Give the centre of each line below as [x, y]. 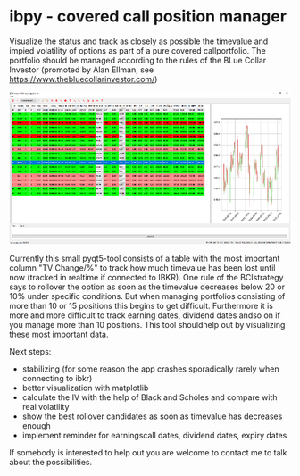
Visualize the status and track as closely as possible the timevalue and [139, 41]
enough [36, 425]
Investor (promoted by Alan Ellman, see [82, 70]
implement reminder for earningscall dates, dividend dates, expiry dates [154, 435]
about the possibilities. [51, 462]
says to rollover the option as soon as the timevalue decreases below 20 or [147, 287]
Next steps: [30, 351]
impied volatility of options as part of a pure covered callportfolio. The [137, 50]
